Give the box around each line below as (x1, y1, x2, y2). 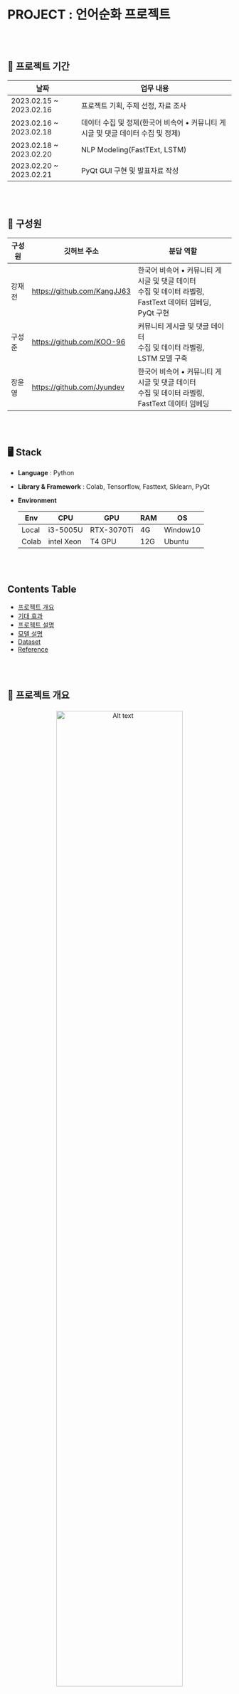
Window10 (164, 525, 201, 535)
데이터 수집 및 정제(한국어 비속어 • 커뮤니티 (81, 117, 218, 127)
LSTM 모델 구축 (137, 353, 188, 363)
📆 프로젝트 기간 (7, 60, 70, 73)
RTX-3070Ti (90, 525, 134, 535)
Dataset (17, 637, 41, 646)
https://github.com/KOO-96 (31, 337, 126, 346)
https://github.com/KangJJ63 (31, 286, 132, 296)
